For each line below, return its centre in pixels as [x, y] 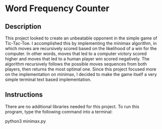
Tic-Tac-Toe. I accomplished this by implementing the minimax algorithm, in [81, 43]
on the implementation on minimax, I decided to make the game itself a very [81, 74]
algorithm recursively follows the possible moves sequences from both [76, 64]
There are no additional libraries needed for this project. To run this [72, 106]
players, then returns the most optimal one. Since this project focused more [81, 69]
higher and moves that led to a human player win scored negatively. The [77, 59]
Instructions [24, 95]
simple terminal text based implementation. [48, 79]
